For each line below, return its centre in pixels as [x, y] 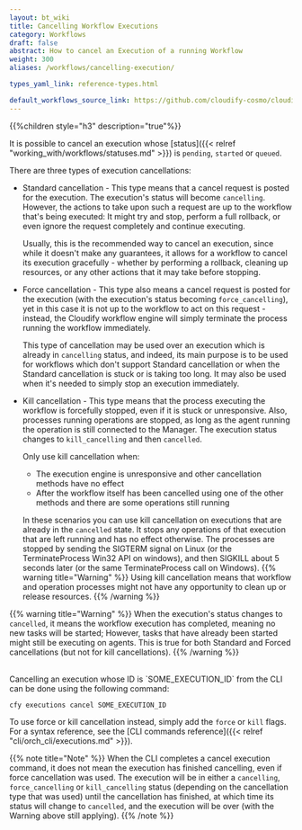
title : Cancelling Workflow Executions [84, 26]
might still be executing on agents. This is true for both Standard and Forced [150, 642]
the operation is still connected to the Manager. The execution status [149, 429]
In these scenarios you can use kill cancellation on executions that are [152, 520]
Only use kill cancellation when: [81, 456]
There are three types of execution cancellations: [100, 170]
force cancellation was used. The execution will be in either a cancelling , [145, 777]
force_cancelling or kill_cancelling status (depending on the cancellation [149, 787]
